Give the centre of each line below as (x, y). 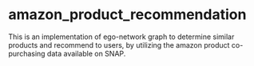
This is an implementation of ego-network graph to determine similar (121, 37)
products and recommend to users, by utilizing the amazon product (119, 45)
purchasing (27, 53)
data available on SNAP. (86, 53)
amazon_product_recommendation (127, 15)
